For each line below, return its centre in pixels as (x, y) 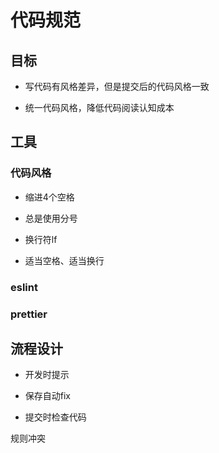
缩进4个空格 (49, 197)
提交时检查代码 (55, 417)
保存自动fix (48, 396)
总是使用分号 (51, 218)
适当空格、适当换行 (64, 260)
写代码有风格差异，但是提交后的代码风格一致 (117, 86)
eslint (24, 287)
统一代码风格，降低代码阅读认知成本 (99, 107)
